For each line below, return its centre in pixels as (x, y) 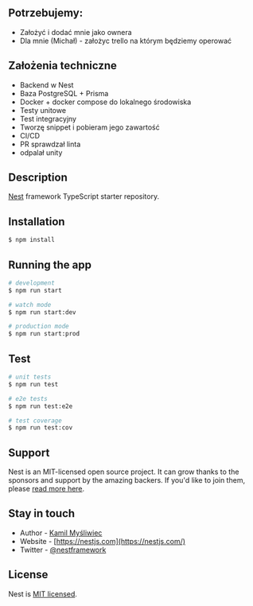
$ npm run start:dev (43, 312)
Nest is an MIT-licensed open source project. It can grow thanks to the (124, 472)
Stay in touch (42, 513)
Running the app (50, 264)
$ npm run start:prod (44, 334)
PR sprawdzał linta (50, 144)
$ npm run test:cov (41, 428)
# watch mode (30, 305)
